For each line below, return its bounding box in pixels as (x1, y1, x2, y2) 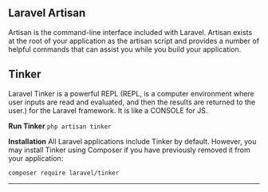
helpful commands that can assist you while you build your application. (8, 44, 242, 54)
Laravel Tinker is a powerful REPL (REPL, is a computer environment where (8, 88, 255, 98)
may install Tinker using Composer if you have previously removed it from (8, 145, 250, 155)
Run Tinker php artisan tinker (8, 121, 112, 131)
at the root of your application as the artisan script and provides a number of (8, 36, 260, 45)
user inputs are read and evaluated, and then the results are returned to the (8, 97, 256, 107)
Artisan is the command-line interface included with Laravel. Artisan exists (8, 27, 253, 37)
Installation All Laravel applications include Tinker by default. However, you (8, 136, 257, 146)
